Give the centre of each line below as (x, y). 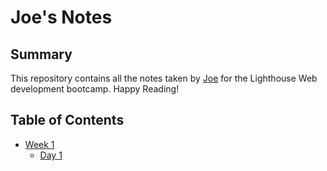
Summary (41, 54)
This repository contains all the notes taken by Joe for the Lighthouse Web (164, 78)
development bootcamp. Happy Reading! (95, 89)
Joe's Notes (61, 17)
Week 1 (39, 144)
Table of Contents (67, 120)
